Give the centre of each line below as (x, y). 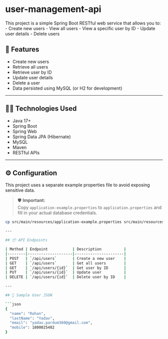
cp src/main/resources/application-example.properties (63, 222)
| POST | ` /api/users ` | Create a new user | (66, 258)
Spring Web (24, 131)
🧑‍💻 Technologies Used (41, 109)
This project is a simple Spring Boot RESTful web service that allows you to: (83, 23)
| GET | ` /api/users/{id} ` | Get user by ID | (66, 268)
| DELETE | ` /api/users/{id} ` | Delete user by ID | (66, 277)
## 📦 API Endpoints (26, 240)
